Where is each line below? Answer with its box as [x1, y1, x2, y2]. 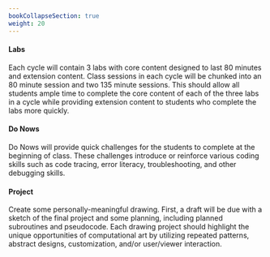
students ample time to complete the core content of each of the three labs [8, 88, 259, 98]
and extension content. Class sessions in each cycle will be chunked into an [8, 71, 262, 81]
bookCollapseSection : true [8, 11, 100, 20]
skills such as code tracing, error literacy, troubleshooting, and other [8, 159, 237, 169]
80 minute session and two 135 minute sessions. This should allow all [8, 79, 240, 89]
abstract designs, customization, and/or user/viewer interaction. [8, 239, 222, 249]
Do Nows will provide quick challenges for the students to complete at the [8, 142, 255, 152]
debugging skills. [8, 168, 66, 178]
